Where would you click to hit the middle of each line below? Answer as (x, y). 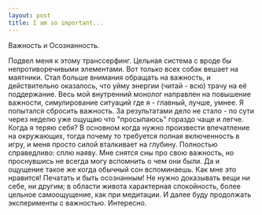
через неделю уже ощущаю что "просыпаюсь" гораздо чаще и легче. (126, 119)
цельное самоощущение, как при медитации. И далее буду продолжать (130, 195)
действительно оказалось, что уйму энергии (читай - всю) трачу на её (127, 85)
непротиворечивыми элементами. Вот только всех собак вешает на (123, 69)
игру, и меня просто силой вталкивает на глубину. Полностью (113, 144)
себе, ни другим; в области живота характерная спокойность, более (125, 186)
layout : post (30, 15)
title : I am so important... (56, 23)
